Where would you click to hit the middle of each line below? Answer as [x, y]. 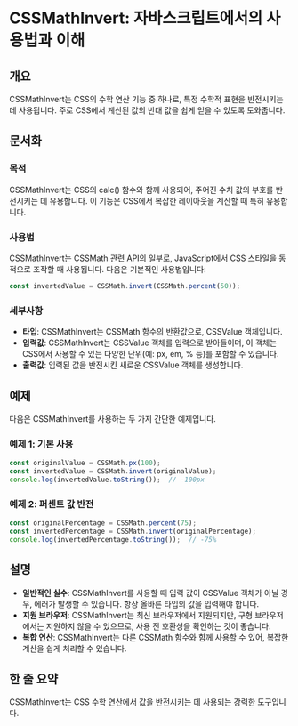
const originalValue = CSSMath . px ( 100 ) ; [85, 464]
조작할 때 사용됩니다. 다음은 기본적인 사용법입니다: [119, 269]
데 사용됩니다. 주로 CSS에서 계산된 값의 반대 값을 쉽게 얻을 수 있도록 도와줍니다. [147, 110]
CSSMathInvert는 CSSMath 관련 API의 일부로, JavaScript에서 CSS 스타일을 [143, 258]
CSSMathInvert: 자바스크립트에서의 [136, 18]
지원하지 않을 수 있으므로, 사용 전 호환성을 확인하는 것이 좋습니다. [158, 626]
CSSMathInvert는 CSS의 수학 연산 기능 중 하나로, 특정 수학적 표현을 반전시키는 [146, 99]
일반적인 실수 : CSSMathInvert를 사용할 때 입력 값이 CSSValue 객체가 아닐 [150, 593]
